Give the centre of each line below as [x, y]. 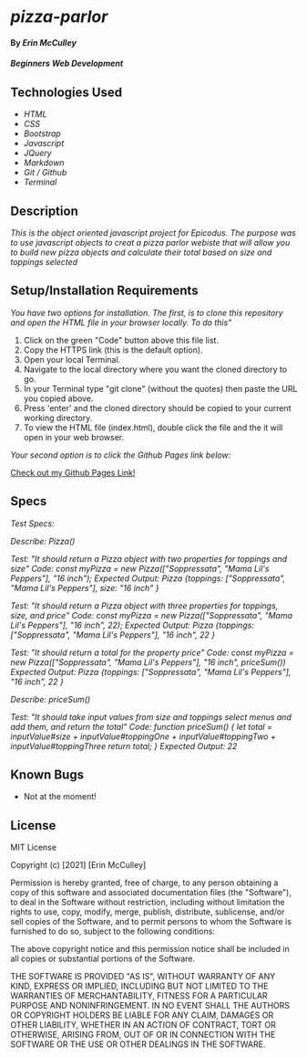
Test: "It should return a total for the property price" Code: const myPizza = [152, 652]
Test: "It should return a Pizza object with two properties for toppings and [149, 558]
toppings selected [44, 262]
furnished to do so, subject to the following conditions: [113, 931]
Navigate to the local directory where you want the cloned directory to [155, 369]
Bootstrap [42, 133]
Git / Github [45, 173]
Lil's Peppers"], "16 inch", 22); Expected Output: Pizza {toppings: [132, 625]
